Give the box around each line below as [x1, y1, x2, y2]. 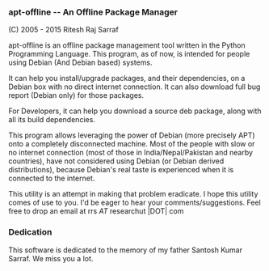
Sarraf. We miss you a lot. [8, 253, 94, 263]
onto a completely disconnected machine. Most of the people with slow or [8, 139, 255, 149]
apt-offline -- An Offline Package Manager [8, 6, 178, 18]
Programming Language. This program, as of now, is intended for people [8, 49, 250, 59]
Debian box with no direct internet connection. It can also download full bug [8, 82, 261, 91]
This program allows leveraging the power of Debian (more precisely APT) [8, 130, 256, 140]
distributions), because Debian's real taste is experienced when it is [8, 165, 234, 175]
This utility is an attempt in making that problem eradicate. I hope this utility [8, 189, 258, 199]
